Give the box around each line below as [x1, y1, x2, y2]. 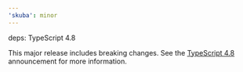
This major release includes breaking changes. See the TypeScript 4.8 [8, 48, 235, 57]
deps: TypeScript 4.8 [8, 33, 76, 42]
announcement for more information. [8, 56, 128, 66]
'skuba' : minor [8, 11, 58, 20]
